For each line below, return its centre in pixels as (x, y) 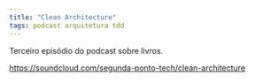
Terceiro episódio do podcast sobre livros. (86, 50)
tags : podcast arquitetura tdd (67, 26)
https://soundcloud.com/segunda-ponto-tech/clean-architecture (127, 68)
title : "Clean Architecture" (63, 17)
